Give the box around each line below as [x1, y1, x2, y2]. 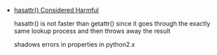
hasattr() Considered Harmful [13, 6, 99, 14]
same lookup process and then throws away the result [13, 27, 171, 35]
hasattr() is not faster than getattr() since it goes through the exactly [13, 19, 211, 27]
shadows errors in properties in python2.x [13, 40, 135, 48]
